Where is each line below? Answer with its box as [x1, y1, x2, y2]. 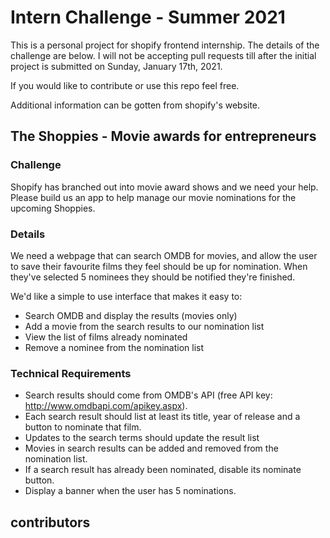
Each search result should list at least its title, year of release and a [24, 411, 301, 423]
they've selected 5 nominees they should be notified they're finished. [10, 271, 296, 283]
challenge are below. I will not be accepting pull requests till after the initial [10, 49, 317, 61]
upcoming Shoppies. [10, 202, 96, 214]
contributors [10, 514, 91, 531]
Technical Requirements [10, 366, 132, 380]
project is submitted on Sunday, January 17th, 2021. [10, 60, 223, 72]
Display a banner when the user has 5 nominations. [24, 485, 237, 497]
